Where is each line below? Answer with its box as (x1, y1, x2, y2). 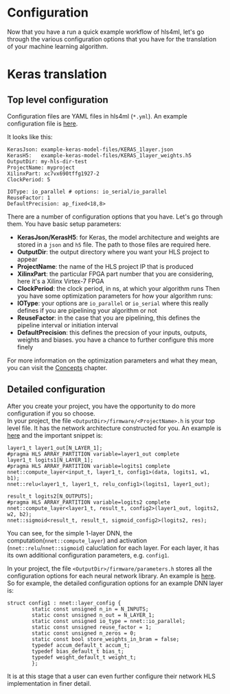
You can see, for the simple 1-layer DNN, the (7, 529, 133, 537)
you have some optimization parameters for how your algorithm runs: (16, 292, 213, 300)
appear (16, 255, 38, 263)
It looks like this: (7, 132, 53, 141)
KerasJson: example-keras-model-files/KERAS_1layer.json (7, 146, 174, 153)
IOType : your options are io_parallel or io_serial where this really (16, 298, 209, 307)
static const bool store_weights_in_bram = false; (32, 635, 180, 642)
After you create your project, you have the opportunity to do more (7, 402, 196, 410)
